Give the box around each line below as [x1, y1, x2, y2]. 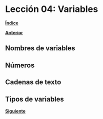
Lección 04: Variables [5, 3, 98, 15]
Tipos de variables [5, 95, 64, 103]
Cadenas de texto [5, 78, 61, 87]
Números [5, 61, 35, 69]
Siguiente [5, 108, 26, 114]
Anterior [5, 29, 23, 35]
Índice [5, 20, 18, 26]
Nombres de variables [5, 44, 75, 53]
